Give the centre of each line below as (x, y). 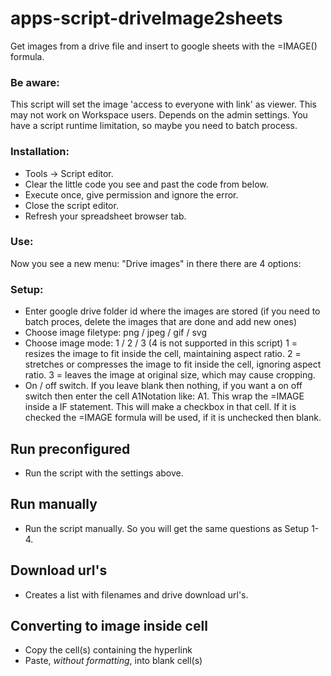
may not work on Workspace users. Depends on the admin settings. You (159, 115)
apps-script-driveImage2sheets (146, 18)
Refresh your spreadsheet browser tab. (105, 216)
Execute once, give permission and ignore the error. (131, 194)
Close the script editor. (71, 205)
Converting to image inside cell (109, 625)
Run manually (54, 504)
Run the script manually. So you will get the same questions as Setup (167, 528)
